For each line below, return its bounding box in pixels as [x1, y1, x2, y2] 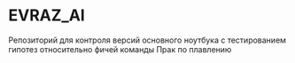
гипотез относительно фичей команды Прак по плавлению [8, 43, 232, 54]
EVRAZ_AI [8, 5, 85, 26]
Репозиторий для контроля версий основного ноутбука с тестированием [8, 35, 287, 45]
